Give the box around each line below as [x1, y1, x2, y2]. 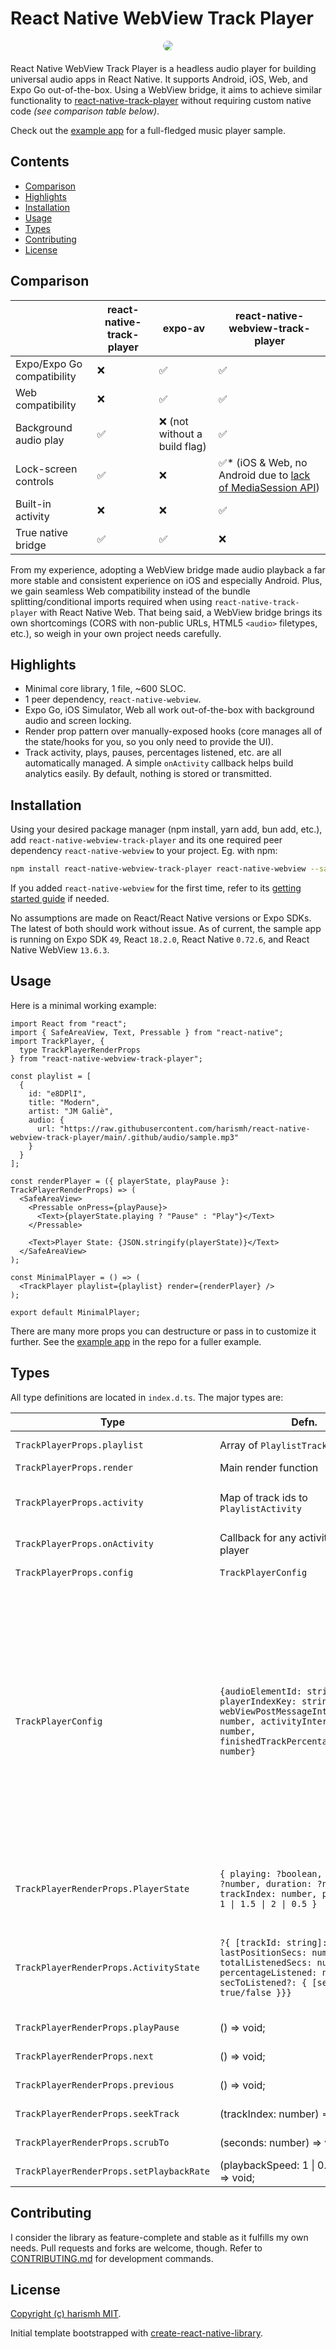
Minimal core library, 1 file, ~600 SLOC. [24, 683, 187, 695]
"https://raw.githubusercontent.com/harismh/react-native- [59, 1123, 311, 1134]
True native [15, 525, 69, 539]
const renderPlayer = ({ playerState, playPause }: [10, 1176, 230, 1186]
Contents [10, 153, 70, 171]
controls [15, 474, 55, 488]
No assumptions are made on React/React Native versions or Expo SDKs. [10, 912, 312, 924]
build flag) [158, 439, 207, 453]
